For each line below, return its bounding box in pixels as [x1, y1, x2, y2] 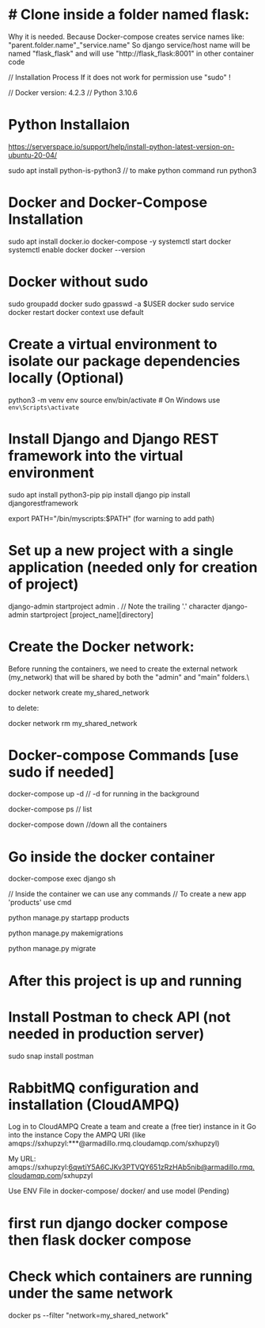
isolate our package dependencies [8, 351, 240, 370]
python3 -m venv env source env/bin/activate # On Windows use [8, 395, 221, 405]
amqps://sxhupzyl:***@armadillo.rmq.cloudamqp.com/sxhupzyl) [8, 1138, 220, 1148]
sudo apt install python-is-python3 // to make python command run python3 [8, 165, 257, 175]
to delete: [8, 703, 40, 712]
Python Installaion [8, 116, 131, 134]
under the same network [8, 1284, 173, 1302]
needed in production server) [8, 1025, 205, 1042]
